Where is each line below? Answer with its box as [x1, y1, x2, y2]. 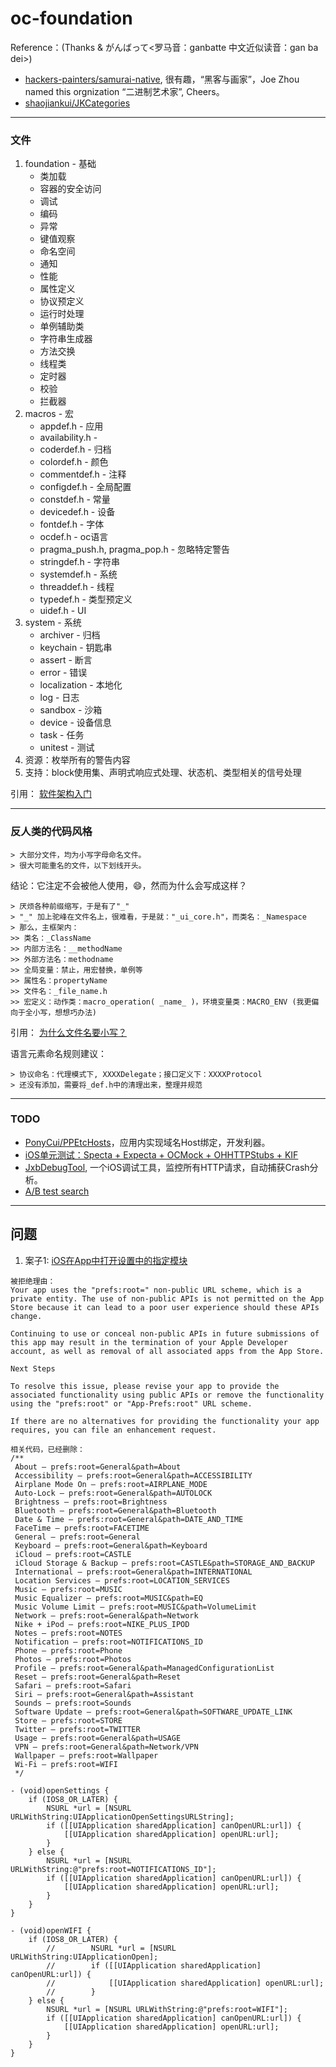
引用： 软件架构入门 [10, 788, 92, 800]
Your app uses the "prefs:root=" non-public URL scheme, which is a [10, 1285, 302, 1295]
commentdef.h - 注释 [39, 468, 127, 481]
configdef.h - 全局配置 [39, 481, 132, 493]
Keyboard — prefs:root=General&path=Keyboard [14, 1540, 208, 1551]
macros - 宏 [24, 408, 75, 420]
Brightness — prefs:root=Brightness [14, 1497, 168, 1507]
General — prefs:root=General [14, 1532, 141, 1542]
